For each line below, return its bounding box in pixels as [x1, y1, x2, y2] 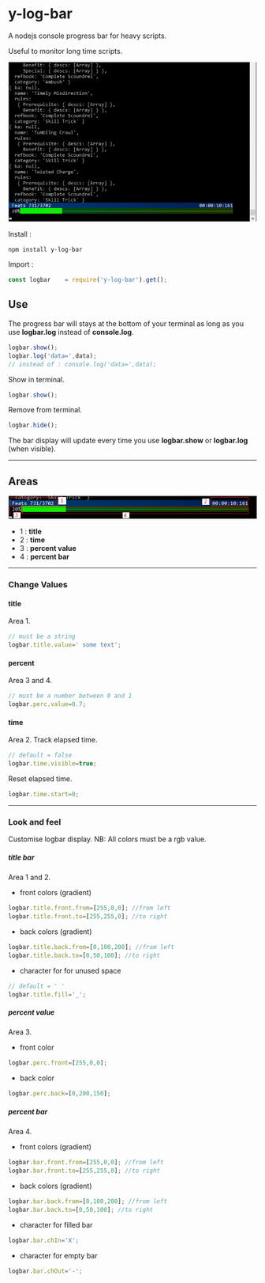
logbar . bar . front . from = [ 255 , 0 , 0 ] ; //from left [8, 1159, 164, 1167]
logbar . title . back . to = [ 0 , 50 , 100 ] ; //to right [8, 951, 161, 959]
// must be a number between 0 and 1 [8, 692, 132, 700]
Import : [8, 260, 34, 269]
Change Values [8, 579, 69, 590]
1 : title [19, 527, 42, 537]
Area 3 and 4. [8, 676, 53, 685]
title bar [8, 852, 35, 862]
